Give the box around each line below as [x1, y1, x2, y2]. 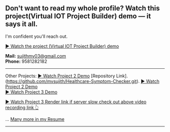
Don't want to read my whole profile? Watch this [5, 4, 160, 13]
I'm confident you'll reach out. [5, 33, 68, 39]
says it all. [5, 20, 38, 28]
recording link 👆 [5, 104, 39, 110]
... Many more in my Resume [5, 116, 65, 122]
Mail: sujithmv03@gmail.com [5, 53, 66, 59]
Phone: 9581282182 [5, 58, 48, 64]
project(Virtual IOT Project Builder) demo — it [5, 12, 151, 21]
